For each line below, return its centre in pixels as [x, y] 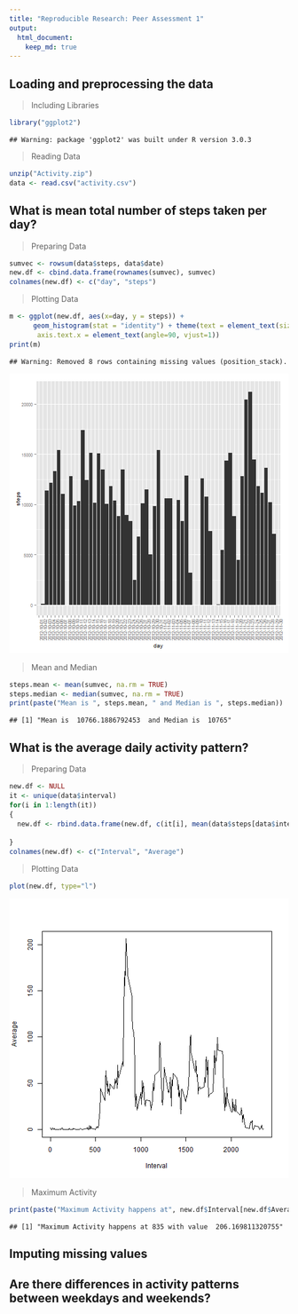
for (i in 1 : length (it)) [53, 805]
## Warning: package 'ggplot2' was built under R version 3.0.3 [130, 139]
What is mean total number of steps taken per [138, 211]
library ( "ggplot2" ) [45, 123]
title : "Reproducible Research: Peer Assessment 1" [106, 19]
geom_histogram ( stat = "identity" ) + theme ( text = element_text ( [156, 326]
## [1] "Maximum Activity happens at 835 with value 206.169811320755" [146, 1227]
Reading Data [55, 156]
